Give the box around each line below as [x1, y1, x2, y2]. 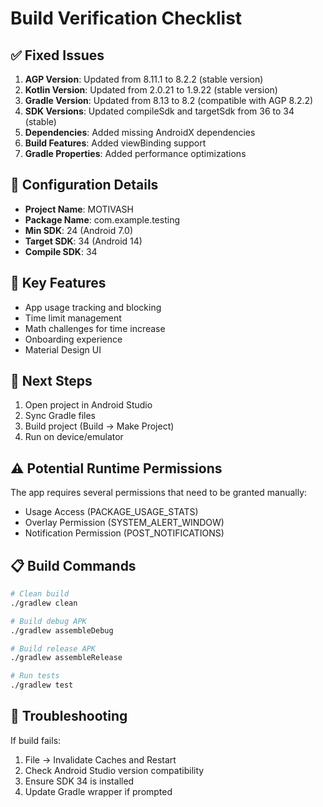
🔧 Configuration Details [10, 177, 159, 194]
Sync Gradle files [24, 410, 97, 422]
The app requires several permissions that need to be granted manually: [10, 487, 308, 499]
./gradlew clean [10, 598, 78, 608]
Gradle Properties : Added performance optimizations [24, 148, 247, 159]
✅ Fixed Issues [10, 47, 105, 64]
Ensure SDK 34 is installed [24, 775, 135, 787]
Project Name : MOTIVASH [24, 203, 134, 215]
